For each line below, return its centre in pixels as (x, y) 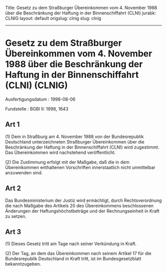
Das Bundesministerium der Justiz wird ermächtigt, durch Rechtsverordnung (83, 200)
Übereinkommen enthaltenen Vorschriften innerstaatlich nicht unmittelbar (80, 167)
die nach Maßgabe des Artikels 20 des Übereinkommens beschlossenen (80, 205)
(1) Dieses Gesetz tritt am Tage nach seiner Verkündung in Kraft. (71, 244)
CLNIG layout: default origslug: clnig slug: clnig (53, 18)
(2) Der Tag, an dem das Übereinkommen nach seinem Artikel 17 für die (78, 254)
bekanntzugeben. (23, 264)
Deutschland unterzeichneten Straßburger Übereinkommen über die (75, 141)
